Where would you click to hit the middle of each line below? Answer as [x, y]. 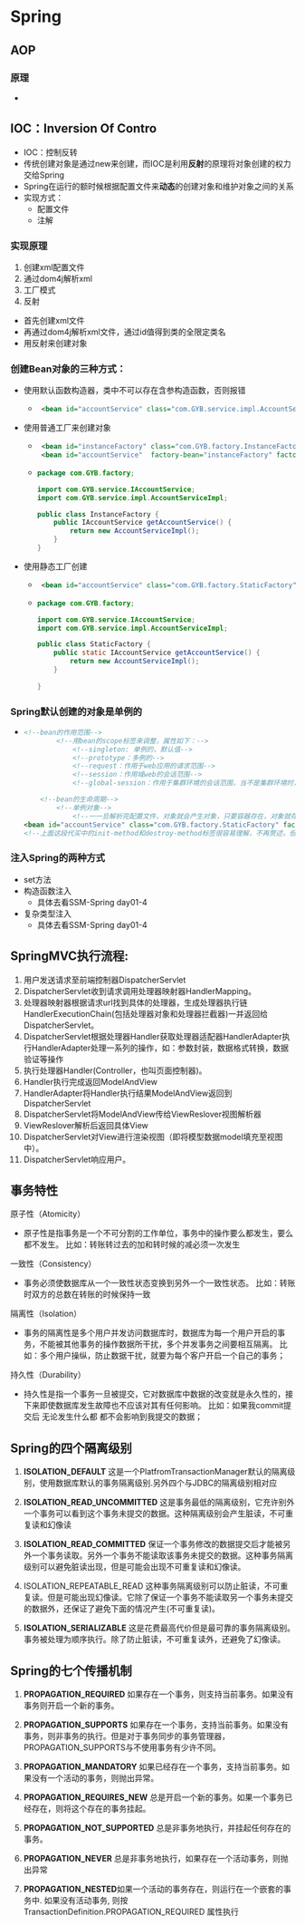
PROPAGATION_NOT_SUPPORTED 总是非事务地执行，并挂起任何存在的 [157, 1828]
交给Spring [44, 175]
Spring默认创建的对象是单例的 [76, 711]
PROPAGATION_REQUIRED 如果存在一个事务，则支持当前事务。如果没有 [158, 1694]
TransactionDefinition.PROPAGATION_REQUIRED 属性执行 [131, 1911]
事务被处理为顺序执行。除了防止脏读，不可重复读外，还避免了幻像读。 [154, 1640]
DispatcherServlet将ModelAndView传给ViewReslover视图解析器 [142, 1114]
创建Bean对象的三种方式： [68, 369]
